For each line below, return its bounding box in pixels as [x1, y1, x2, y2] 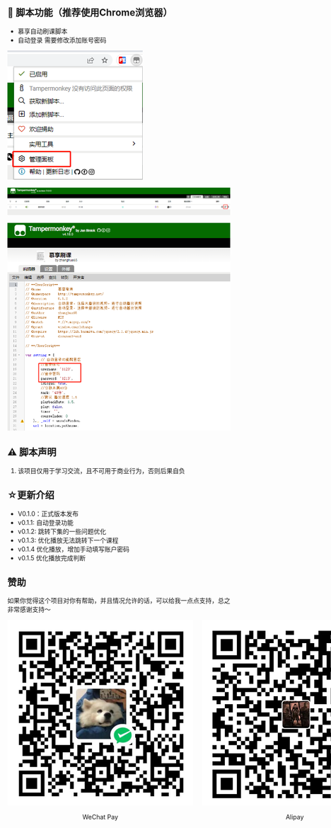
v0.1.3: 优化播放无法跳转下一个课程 [17, 535, 119, 544]
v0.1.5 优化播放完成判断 [17, 553, 86, 562]
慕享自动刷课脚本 [17, 27, 68, 35]
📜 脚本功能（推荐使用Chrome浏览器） [7, 6, 173, 19]
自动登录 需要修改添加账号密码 [17, 35, 107, 44]
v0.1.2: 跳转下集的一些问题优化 [17, 527, 107, 535]
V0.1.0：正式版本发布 [17, 509, 79, 518]
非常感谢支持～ [7, 605, 51, 614]
